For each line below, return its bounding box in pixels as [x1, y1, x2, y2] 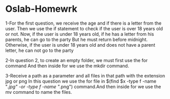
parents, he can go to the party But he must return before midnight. [5, 36, 148, 43]
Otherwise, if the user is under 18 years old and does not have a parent [5, 42, 156, 48]
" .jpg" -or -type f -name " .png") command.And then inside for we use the [5, 83, 161, 90]
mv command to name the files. [5, 89, 72, 95]
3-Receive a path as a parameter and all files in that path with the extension [5, 72, 165, 78]
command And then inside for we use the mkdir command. [5, 63, 129, 69]
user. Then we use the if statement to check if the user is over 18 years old [5, 25, 163, 31]
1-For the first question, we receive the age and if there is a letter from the [5, 20, 162, 26]
